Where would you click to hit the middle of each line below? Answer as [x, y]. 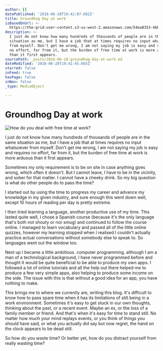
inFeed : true [18, 73]
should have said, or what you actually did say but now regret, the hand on [80, 324]
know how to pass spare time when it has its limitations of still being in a [77, 298]
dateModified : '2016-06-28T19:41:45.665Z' [49, 64]
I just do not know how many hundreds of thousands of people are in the [78, 137]
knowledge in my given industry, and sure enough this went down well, [76, 198]
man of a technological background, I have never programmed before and [79, 257]
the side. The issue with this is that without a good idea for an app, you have [81, 278]
